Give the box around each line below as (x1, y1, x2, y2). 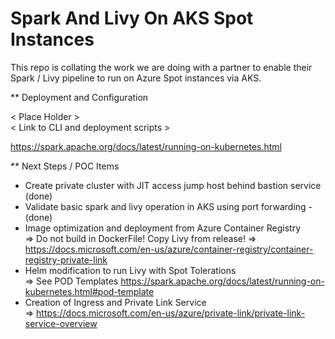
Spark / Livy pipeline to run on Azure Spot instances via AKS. (10, 72, 262, 84)
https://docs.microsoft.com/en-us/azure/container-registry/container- (24, 243, 314, 255)
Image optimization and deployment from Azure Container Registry (24, 222, 301, 234)
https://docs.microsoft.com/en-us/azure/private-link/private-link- (36, 307, 306, 319)
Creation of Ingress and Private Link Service (24, 296, 207, 308)
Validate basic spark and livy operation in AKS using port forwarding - (24, 200, 313, 212)
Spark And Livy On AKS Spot (10, 7, 254, 30)
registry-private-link (24, 253, 108, 266)
